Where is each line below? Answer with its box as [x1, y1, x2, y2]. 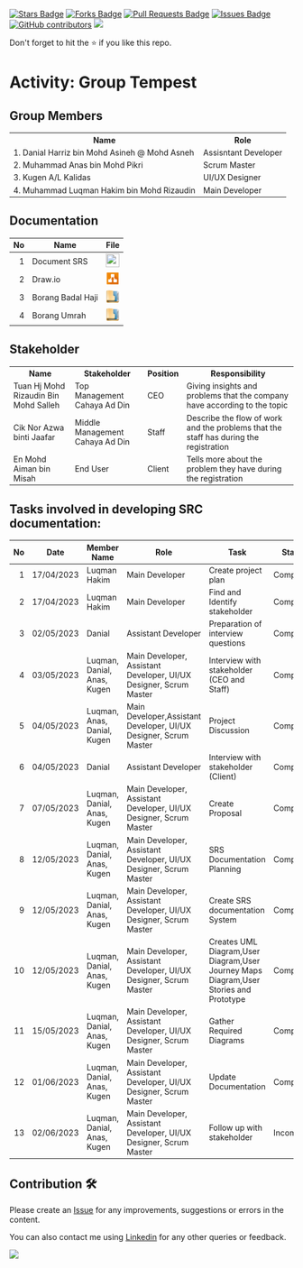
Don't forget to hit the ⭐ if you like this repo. [9, 37, 172, 48]
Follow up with [208, 1123, 263, 1134]
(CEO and [208, 675, 245, 685]
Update [208, 1071, 236, 1082]
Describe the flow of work [186, 412, 283, 423]
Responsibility [210, 368, 266, 379]
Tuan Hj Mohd [13, 381, 66, 391]
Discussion [208, 725, 250, 736]
